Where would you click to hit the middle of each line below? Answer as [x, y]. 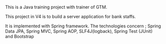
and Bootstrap [20, 36]
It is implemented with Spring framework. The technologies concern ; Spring [83, 26]
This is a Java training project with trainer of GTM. [56, 7]
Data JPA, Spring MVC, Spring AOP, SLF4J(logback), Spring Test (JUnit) [79, 31]
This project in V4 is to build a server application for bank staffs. [71, 16]
